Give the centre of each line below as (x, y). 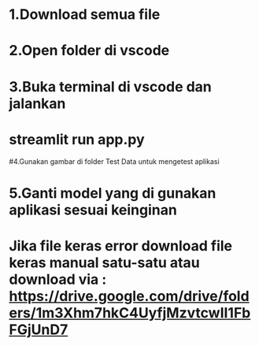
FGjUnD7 (39, 329)
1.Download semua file (85, 15)
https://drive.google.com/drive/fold (129, 296)
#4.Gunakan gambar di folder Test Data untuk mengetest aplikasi (114, 161)
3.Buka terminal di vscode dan (110, 86)
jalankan (37, 103)
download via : (58, 279)
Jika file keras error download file (121, 246)
